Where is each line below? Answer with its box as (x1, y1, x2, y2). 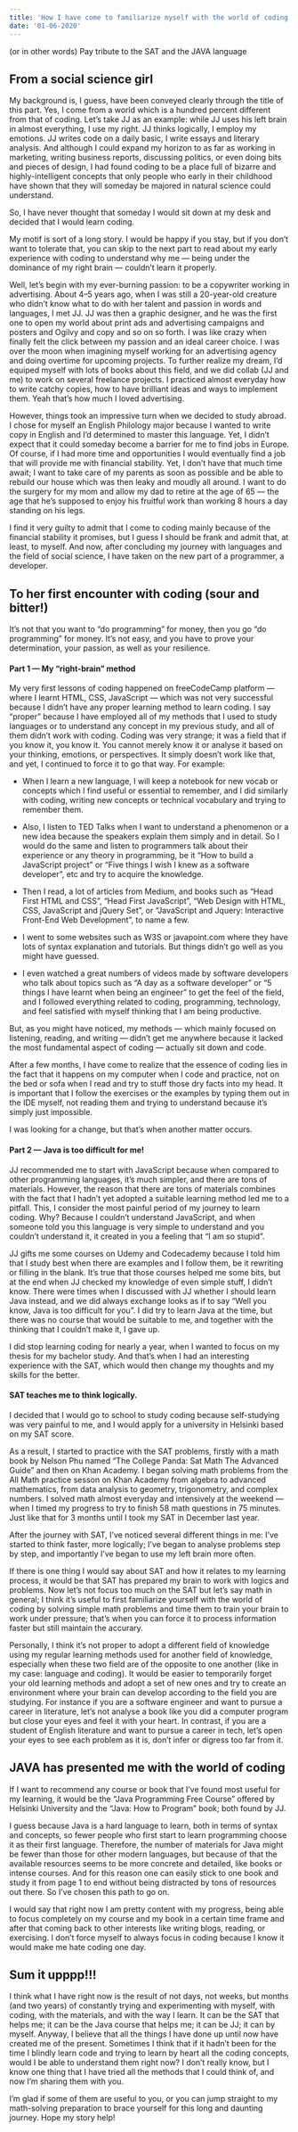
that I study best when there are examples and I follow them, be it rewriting (9, 1258, 284, 1268)
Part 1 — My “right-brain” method (9, 663, 136, 674)
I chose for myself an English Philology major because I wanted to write (9, 420, 271, 430)
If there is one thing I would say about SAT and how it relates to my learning (9, 1565, 286, 1576)
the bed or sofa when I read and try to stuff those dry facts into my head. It (9, 1078, 284, 1089)
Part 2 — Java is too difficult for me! (9, 1144, 145, 1155)
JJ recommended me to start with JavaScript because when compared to (9, 1164, 279, 1175)
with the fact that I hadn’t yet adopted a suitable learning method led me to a (9, 1193, 289, 1203)
